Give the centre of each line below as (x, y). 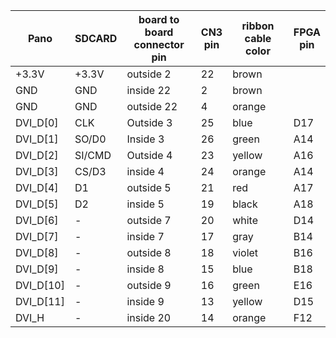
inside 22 (149, 90)
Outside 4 (149, 155)
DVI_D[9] (37, 269)
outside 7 (149, 220)
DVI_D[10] (40, 285)
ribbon (258, 26)
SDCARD (96, 38)
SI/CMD (93, 155)
